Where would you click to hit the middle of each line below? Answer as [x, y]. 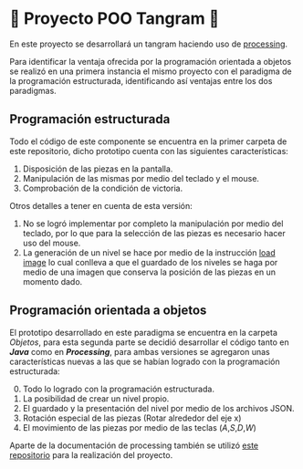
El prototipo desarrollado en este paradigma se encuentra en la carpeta [144, 332]
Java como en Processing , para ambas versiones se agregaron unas [140, 351]
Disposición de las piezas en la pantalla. [98, 169]
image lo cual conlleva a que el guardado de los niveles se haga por [150, 262]
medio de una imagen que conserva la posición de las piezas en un [149, 272]
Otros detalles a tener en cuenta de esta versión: [101, 205]
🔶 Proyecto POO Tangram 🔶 [115, 19]
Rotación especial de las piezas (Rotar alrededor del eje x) [132, 418]
